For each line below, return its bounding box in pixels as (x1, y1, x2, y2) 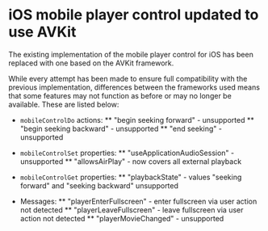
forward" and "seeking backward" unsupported (19, 180, 179, 191)
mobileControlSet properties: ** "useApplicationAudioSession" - (19, 148, 235, 157)
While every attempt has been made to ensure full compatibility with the (8, 73, 248, 83)
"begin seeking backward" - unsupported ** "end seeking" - (19, 124, 222, 133)
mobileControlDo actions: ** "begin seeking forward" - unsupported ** (19, 115, 254, 124)
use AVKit (8, 23, 77, 41)
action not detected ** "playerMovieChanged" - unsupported (19, 213, 224, 223)
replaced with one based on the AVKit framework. (8, 58, 174, 68)
